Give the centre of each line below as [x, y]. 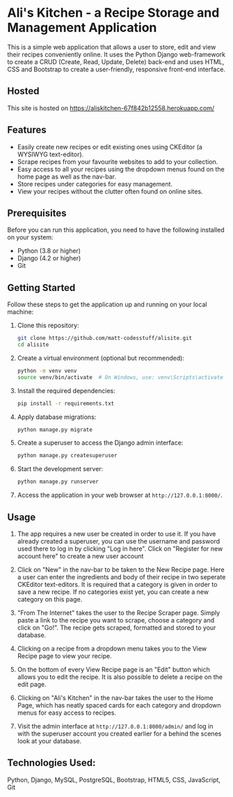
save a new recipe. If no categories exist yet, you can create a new [113, 592]
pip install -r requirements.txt [66, 403]
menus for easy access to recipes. [67, 713]
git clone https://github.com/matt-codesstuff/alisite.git [105, 338]
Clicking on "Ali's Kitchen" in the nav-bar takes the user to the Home [115, 698]
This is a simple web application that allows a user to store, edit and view [112, 47]
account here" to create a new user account [80, 556]
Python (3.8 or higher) [49, 251]
